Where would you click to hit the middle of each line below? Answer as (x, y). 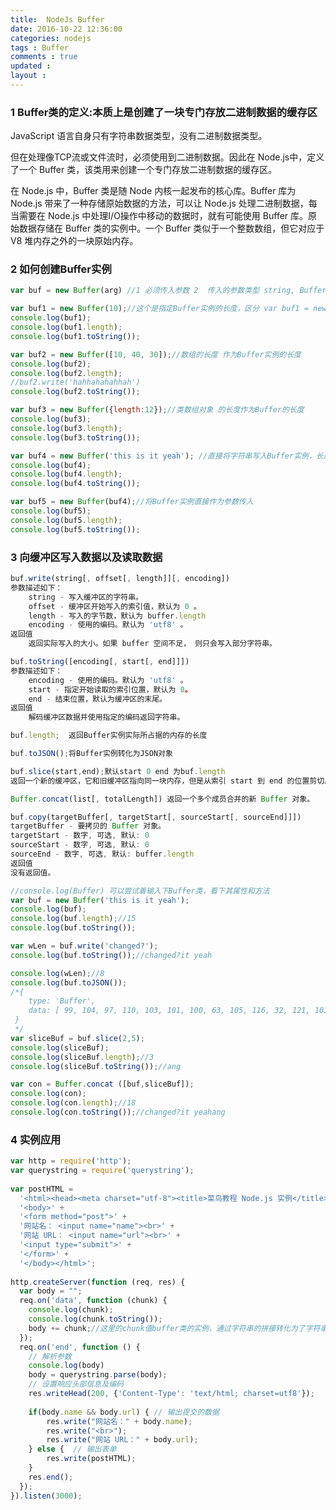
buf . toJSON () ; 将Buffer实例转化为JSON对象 (91, 754)
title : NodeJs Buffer (57, 19)
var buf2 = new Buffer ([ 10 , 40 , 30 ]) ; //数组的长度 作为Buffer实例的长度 (156, 354)
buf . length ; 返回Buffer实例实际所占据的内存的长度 (109, 736)
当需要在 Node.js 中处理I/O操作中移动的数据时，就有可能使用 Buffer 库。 (159, 216)
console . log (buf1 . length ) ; (66, 327)
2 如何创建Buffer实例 (61, 269)
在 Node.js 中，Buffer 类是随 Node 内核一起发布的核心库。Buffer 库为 (153, 191)
